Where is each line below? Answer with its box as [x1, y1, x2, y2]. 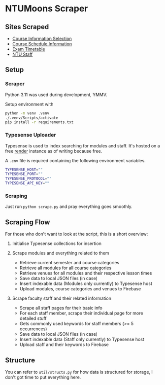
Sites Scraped [5, 23, 49, 31]
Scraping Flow [5, 218, 50, 226]
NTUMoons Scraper [5, 3, 88, 14]
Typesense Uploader [5, 132, 56, 139]
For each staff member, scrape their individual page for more [19, 310, 143, 316]
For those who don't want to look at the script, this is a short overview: [5, 231, 148, 237]
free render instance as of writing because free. [5, 148, 102, 154]
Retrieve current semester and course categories [19, 260, 120, 266]
